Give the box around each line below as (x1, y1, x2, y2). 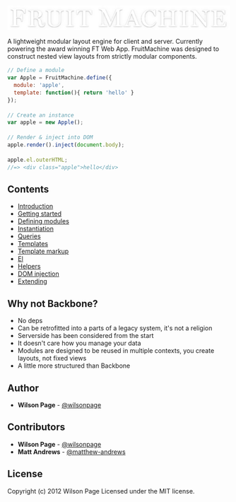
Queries (17, 232, 41, 240)
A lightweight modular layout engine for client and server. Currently (7, 37, 203, 46)
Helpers (17, 262, 41, 271)
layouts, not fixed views (17, 354, 87, 363)
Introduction (17, 202, 54, 211)
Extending (17, 277, 47, 286)
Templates (17, 240, 48, 248)
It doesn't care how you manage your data (17, 339, 141, 348)
